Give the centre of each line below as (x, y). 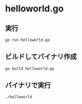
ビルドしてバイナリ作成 (41, 57)
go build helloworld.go (30, 68)
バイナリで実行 (28, 85)
